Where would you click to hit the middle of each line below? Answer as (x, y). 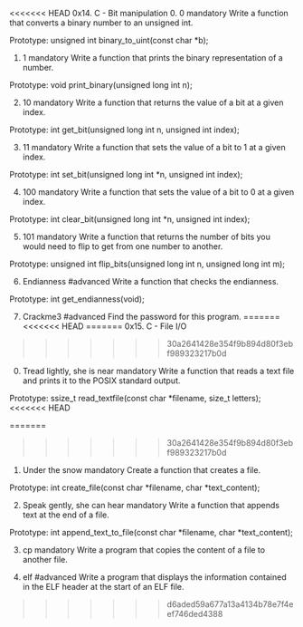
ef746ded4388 (195, 614)
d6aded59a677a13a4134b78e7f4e (230, 604)
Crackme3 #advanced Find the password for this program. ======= (151, 317)
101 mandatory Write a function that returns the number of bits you (147, 236)
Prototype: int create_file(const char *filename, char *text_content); (135, 487)
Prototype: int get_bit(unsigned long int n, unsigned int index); (124, 130)
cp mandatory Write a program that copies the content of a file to (143, 550)
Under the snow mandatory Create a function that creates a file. (141, 470)
